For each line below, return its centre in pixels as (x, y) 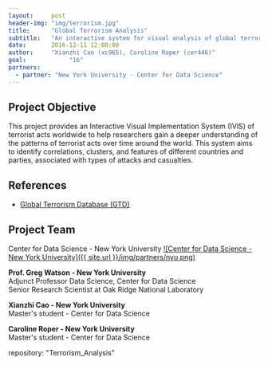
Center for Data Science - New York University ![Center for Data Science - (130, 249)
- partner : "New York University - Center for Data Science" (119, 75)
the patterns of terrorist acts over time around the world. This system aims (130, 143)
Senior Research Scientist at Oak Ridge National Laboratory (106, 290)
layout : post (37, 16)
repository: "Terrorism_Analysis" (62, 353)
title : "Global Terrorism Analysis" (78, 30)
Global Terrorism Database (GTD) (75, 205)
